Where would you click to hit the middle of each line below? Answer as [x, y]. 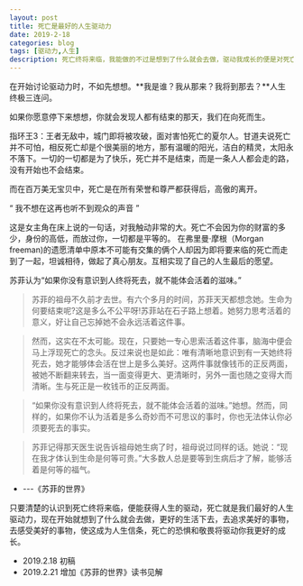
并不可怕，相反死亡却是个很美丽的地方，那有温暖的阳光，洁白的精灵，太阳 [147, 147]
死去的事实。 [71, 428]
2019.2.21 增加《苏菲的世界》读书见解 [92, 572]
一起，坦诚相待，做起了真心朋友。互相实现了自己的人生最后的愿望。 [151, 261]
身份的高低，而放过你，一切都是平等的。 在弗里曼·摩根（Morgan [144, 238]
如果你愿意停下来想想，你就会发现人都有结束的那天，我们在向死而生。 [140, 117]
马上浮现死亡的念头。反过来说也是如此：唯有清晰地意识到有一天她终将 [162, 352]
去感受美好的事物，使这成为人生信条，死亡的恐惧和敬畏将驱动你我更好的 [143, 530]
